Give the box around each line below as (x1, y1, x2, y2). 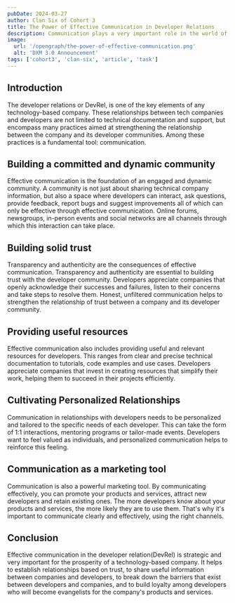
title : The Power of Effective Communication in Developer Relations (7, 23, 215, 30)
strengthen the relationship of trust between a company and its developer (7, 298, 220, 306)
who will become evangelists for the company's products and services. (7, 588, 213, 597)
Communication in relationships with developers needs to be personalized (7, 413, 222, 421)
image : (7, 37, 27, 44)
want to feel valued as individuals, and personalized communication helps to (7, 435, 228, 444)
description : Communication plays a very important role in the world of (7, 29, 228, 37)
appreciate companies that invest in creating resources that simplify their (7, 366, 219, 375)
